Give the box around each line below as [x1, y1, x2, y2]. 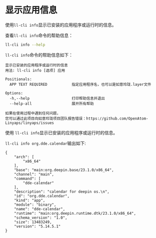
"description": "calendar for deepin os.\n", [14, 189, 110, 194]
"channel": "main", [14, 172, 54, 177]
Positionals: [5, 76, 32, 82]
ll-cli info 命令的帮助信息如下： [5, 52, 73, 58]
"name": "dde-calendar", [14, 206, 65, 211]
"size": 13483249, [14, 219, 52, 225]
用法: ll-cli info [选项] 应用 [5, 68, 65, 73]
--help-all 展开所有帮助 [9, 101, 94, 106]
